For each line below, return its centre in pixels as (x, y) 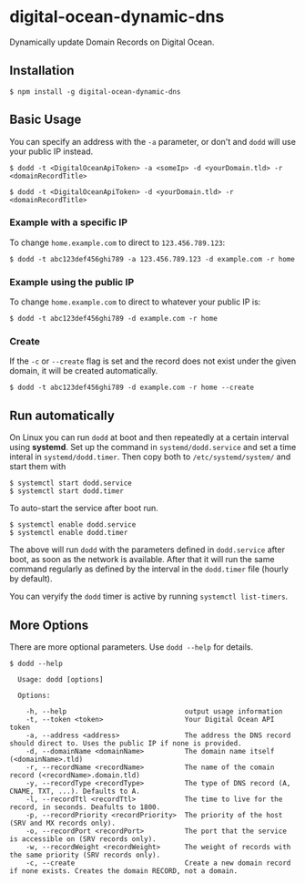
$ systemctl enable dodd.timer (69, 533)
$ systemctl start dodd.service (71, 483)
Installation (42, 71)
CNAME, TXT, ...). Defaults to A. (75, 791)
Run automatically (62, 415)
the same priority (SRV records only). (85, 855)
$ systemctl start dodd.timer (67, 491)
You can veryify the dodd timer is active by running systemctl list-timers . (149, 596)
